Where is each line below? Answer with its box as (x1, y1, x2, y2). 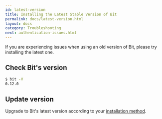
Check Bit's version (5, 63, 67, 72)
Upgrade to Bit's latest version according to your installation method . (5, 108, 147, 114)
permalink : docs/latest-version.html (5, 16, 84, 21)
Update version (5, 95, 54, 103)
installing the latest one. (5, 49, 54, 55)
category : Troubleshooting (5, 26, 61, 31)
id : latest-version (5, 7, 46, 12)
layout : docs (5, 21, 32, 26)
